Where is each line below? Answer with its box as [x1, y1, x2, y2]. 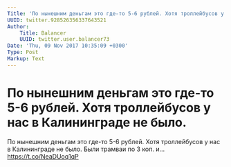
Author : [7, 23, 30, 30]
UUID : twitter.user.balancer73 [19, 36, 110, 43]
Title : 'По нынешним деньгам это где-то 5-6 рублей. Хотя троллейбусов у [7, 10, 225, 17]
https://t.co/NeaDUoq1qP [7, 152, 79, 160]
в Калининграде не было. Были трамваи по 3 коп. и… [7, 145, 165, 153]
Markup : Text [7, 55, 45, 62]
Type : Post [7, 49, 39, 56]
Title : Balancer [19, 29, 67, 37]
